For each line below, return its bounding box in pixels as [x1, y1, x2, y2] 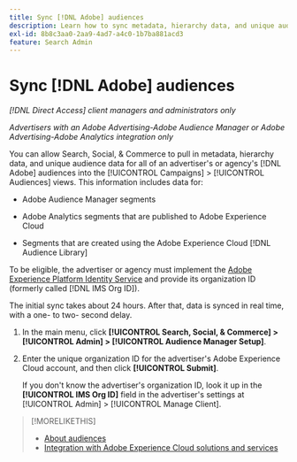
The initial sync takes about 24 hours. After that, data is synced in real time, [9, 300, 285, 311]
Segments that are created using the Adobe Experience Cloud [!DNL [21, 238, 271, 249]
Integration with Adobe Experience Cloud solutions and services [43, 443, 278, 453]
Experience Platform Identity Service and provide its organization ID [9, 273, 256, 284]
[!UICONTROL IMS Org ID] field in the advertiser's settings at [21, 389, 245, 400]
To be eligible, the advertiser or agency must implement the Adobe [9, 265, 253, 275]
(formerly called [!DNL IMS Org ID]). [9, 283, 140, 294]
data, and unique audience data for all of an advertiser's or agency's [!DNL [9, 158, 281, 169]
